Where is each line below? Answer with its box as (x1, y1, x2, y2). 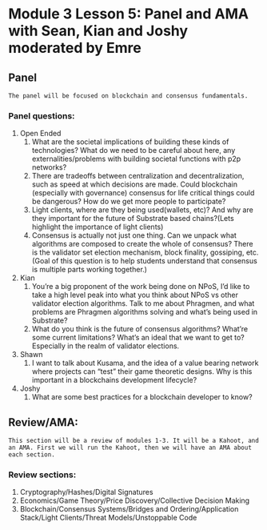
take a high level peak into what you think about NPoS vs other (31, 290, 238, 300)
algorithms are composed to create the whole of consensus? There (31, 239, 253, 249)
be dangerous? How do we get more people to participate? (31, 197, 226, 207)
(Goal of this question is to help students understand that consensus (31, 256, 257, 266)
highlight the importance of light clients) (31, 222, 164, 232)
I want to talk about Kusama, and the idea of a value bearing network (31, 358, 259, 368)
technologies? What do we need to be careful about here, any (31, 146, 236, 155)
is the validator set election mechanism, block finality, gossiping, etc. (31, 247, 259, 257)
